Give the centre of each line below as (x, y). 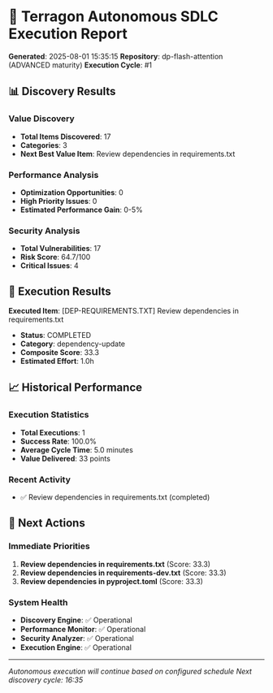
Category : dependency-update (73, 344)
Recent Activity (40, 479)
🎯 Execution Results (60, 291)
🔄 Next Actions (47, 523)
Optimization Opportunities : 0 (71, 192)
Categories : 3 (43, 145)
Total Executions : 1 (52, 432)
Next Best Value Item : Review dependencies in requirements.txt (128, 154)
